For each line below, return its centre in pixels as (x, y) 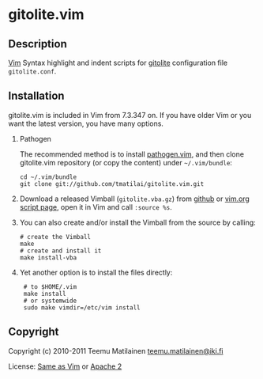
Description (38, 44)
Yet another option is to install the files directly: (96, 272)
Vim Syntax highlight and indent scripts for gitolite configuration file (118, 63)
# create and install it (60, 251)
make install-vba (48, 258)
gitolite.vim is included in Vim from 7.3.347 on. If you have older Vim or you (130, 115)
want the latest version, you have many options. (86, 123)
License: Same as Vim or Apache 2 (65, 366)
